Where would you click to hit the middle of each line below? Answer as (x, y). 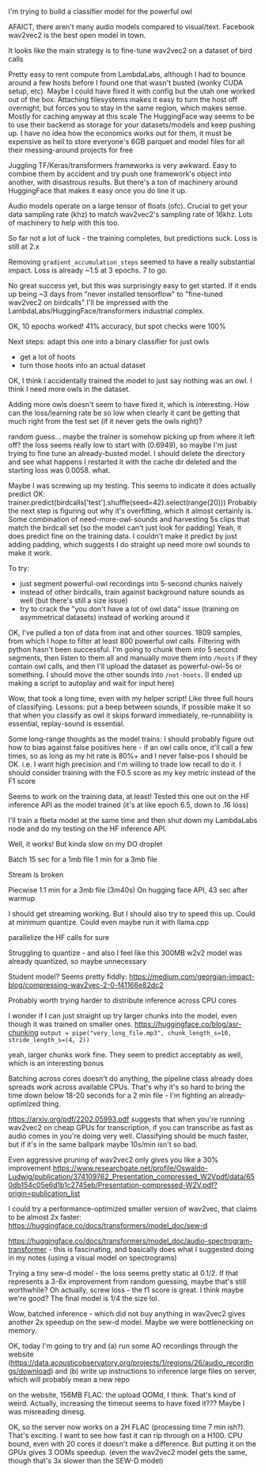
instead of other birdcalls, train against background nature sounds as (132, 592)
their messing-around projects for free (71, 150)
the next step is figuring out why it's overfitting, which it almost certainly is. (131, 511)
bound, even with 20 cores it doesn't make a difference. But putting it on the (132, 1444)
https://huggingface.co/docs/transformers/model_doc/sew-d (108, 1226)
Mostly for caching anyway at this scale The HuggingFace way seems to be (131, 116)
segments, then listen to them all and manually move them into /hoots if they (133, 658)
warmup (22, 898)
